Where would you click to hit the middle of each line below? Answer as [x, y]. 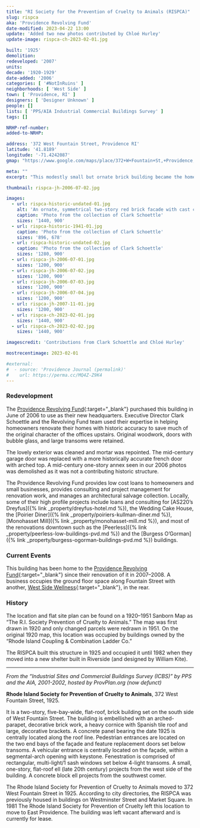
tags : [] [17, 117]
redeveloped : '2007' [32, 61]
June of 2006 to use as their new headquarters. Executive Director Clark [95, 415]
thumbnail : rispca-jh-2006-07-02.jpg [53, 188]
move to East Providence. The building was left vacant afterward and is [93, 812]
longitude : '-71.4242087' [38, 155]
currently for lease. [29, 819]
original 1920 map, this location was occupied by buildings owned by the [95, 635]
